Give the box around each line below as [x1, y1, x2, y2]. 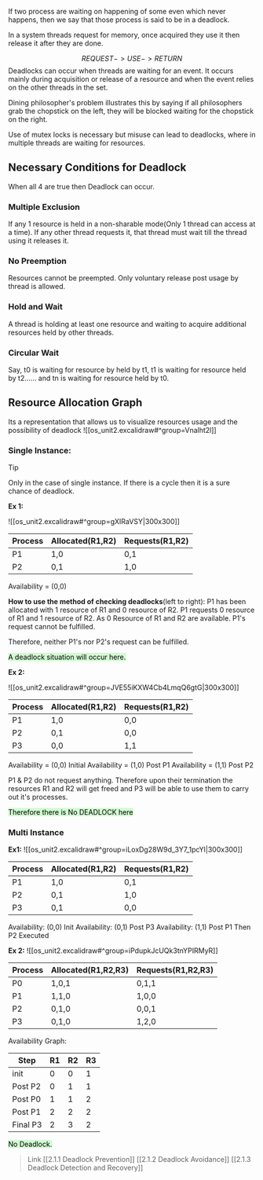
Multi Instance [8, 827, 64, 838]
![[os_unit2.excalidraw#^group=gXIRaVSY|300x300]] [8, 517, 181, 526]
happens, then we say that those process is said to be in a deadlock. [8, 15, 230, 24]
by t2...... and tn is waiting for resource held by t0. [8, 373, 170, 383]
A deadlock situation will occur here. [8, 652, 126, 662]
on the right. [8, 115, 48, 124]
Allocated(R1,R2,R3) [50, 965, 130, 976]
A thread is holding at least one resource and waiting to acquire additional [8, 319, 247, 328]
